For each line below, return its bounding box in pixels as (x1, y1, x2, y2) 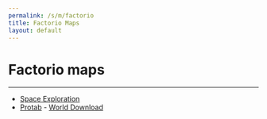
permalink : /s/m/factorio (8, 11, 94, 20)
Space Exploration (19, 94, 80, 104)
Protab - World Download (19, 102, 103, 112)
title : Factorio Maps (8, 19, 80, 27)
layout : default (8, 26, 62, 34)
